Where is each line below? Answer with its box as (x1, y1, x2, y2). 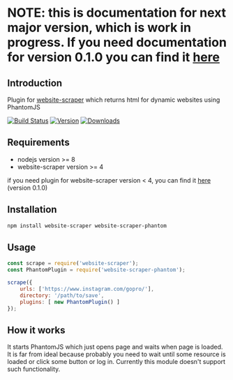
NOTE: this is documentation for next (7, 5, 227, 21)
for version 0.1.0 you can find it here (7, 50, 220, 66)
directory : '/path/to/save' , (20, 291, 105, 299)
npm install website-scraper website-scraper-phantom (7, 222, 167, 229)
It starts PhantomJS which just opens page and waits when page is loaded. (7, 343, 223, 351)
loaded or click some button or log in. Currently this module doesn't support (7, 358, 225, 366)
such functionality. (7, 365, 61, 374)
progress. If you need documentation (7, 35, 227, 50)
